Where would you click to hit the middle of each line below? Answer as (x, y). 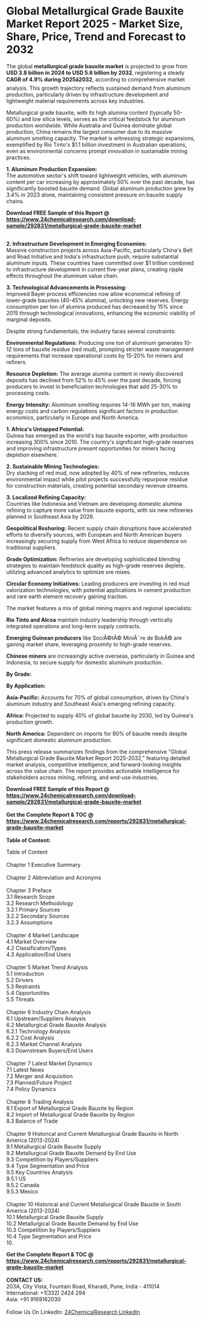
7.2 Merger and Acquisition (40, 1076)
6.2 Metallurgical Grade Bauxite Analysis (56, 1025)
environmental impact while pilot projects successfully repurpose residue (97, 479)
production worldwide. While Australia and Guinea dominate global (89, 125)
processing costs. (28, 393)
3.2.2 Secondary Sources (38, 916)
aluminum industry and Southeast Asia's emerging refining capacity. (91, 704)
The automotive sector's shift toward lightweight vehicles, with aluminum (97, 175)
